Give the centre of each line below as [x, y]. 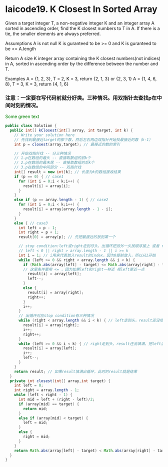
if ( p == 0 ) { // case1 [39, 176]
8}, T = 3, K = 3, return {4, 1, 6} [37, 84]
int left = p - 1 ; [37, 228]
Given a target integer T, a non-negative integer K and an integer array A [80, 23]
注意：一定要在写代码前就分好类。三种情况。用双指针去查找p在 [81, 97]
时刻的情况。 [26, 105]
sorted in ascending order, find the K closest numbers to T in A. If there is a [82, 28]
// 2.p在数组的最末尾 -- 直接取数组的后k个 [54, 163]
